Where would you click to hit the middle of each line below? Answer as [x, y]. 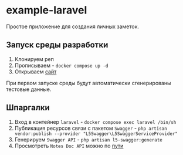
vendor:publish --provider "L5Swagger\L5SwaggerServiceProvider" [96, 134]
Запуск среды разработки [57, 45]
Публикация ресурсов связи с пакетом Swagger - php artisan [91, 128]
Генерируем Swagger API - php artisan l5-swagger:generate [88, 139]
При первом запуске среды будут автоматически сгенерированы [89, 83]
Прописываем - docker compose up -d [61, 65]
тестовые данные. [29, 89]
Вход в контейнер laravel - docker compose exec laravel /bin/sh [95, 122]
